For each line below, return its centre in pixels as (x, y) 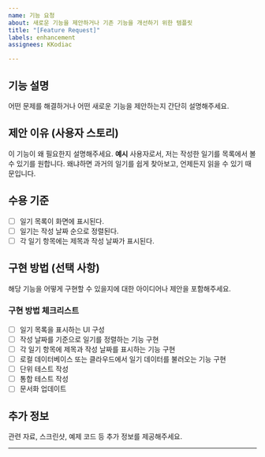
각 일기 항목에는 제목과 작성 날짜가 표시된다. (87, 240)
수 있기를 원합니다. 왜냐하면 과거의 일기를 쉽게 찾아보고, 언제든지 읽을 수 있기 (126, 163)
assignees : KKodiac (40, 45)
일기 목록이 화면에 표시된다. (62, 221)
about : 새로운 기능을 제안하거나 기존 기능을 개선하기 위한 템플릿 (101, 23)
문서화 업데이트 (43, 389)
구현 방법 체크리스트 (44, 310)
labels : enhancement (42, 37)
